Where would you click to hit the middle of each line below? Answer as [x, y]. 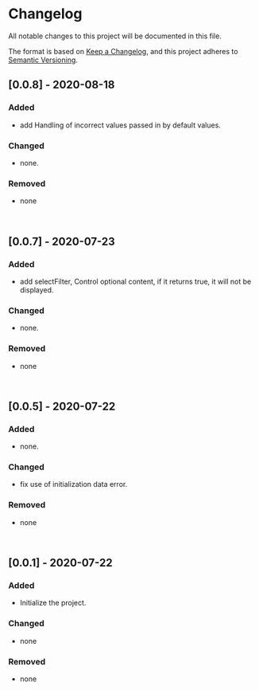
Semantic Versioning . [43, 60]
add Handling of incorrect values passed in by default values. [120, 125]
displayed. [37, 290]
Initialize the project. [53, 603]
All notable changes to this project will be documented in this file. [115, 36]
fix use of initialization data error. [73, 484]
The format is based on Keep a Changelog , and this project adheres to [123, 51]
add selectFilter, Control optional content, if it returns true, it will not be [135, 281]
